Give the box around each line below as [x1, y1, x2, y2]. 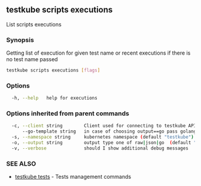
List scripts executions [6, 20, 62, 28]
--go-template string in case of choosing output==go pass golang [22, 128, 197, 134]
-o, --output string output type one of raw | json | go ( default [11, 140, 191, 146]
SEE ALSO [6, 159, 36, 167]
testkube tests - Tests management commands [14, 173, 132, 181]
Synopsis [6, 35, 34, 44]
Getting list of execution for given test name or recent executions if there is [6, 49, 191, 56]
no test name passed [6, 56, 58, 63]
